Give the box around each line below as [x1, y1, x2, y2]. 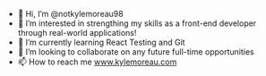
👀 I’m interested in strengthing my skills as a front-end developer [17, 18, 257, 29]
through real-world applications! [17, 28, 137, 38]
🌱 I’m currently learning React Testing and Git [17, 37, 185, 47]
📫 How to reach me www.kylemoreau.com [17, 56, 177, 67]
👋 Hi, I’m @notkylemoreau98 [17, 9, 124, 19]
